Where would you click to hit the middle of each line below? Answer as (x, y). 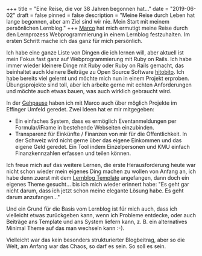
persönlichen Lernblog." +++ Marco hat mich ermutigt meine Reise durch (97, 28)
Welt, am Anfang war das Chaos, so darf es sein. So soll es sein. (86, 246)
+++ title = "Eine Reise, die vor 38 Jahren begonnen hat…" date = (87, 9)
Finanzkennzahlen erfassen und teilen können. (73, 153)
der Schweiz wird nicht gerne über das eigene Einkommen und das (98, 140)
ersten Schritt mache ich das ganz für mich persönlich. (74, 41)
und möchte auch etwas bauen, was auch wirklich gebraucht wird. (89, 91)
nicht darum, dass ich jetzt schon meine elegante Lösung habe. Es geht (95, 191)
